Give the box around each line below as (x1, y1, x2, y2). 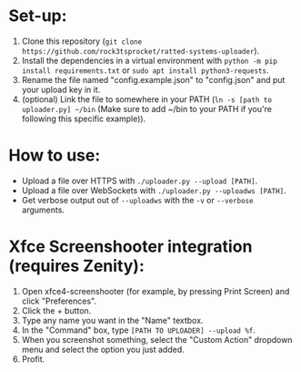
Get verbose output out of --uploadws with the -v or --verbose (21, 194, 254, 205)
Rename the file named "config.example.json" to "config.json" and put (21, 74, 286, 85)
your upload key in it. (21, 84, 101, 95)
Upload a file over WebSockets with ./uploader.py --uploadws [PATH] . (21, 184, 287, 196)
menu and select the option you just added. (21, 344, 186, 355)
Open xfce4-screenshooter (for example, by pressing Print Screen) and (21, 285, 290, 296)
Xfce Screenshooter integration (8, 236, 253, 257)
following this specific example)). (21, 113, 146, 124)
